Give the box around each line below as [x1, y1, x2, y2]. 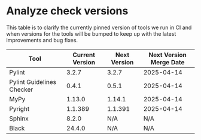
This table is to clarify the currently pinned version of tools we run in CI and [6, 24, 192, 31]
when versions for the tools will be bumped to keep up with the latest [6, 30, 176, 37]
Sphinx [9, 114, 29, 123]
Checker [9, 85, 33, 94]
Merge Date [150, 58, 185, 66]
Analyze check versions [6, 4, 129, 18]
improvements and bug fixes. [6, 36, 78, 43]
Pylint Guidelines [9, 77, 57, 86]
